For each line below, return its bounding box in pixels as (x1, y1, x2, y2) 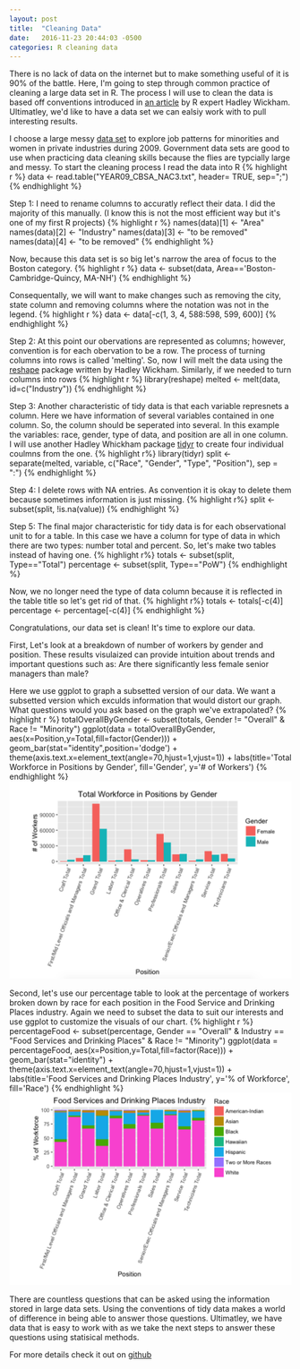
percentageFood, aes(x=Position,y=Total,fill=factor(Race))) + (9, 1044, 235, 1056)
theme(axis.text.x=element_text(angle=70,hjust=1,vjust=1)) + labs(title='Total (9, 752, 292, 763)
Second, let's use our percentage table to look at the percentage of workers (9, 988, 289, 998)
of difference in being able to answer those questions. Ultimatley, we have (9, 1313, 283, 1323)
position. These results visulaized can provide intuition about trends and (9, 649, 275, 660)
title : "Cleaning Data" (9, 23, 102, 33)
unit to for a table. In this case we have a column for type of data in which (9, 531, 280, 542)
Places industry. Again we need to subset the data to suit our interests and (9, 1006, 284, 1017)
